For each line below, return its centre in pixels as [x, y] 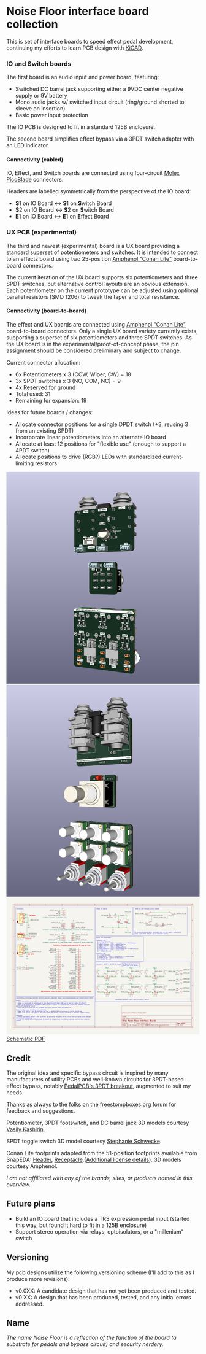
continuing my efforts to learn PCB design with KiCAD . [75, 48]
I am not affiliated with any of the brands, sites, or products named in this [99, 1178]
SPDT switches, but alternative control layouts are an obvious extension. [98, 284]
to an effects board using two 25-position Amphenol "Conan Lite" [89, 258]
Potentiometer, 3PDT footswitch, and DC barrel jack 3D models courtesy [98, 1123]
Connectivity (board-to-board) [47, 311]
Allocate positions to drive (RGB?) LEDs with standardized [88, 457]
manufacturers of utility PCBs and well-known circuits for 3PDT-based [95, 1080]
